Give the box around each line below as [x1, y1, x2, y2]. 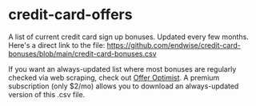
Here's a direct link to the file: [8, 40, 106, 49]
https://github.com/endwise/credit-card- [106, 40, 242, 49]
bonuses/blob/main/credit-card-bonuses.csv [8, 49, 158, 58]
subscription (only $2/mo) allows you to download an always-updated [8, 81, 239, 91]
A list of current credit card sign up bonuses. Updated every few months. [8, 32, 250, 41]
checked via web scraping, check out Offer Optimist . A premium [8, 73, 220, 82]
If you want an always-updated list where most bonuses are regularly [8, 64, 237, 73]
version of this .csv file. [8, 89, 86, 99]
